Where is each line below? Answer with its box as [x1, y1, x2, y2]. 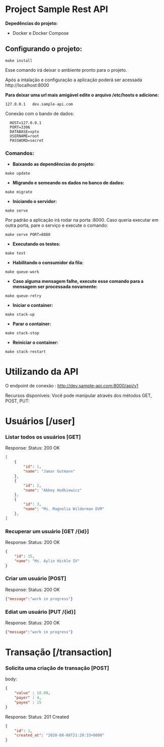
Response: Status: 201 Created [5, 714, 69, 720]
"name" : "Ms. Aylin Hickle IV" [14, 558, 80, 564]
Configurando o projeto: [5, 44, 83, 54]
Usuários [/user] [5, 416, 75, 427]
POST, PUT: [5, 397, 30, 404]
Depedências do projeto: [5, 20, 58, 26]
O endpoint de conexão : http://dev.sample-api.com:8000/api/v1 [5, 382, 138, 388]
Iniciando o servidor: [12, 198, 57, 205]
